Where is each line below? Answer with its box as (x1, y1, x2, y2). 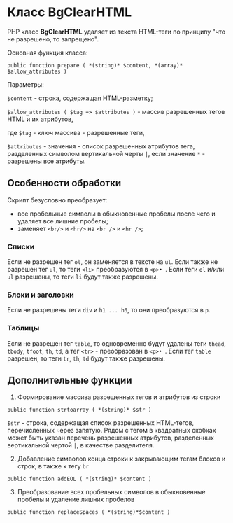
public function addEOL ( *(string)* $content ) (7, 475, 152, 483)
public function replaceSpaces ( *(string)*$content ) (7, 509, 171, 516)
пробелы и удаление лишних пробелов (17, 495, 135, 504)
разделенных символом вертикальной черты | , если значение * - (7, 149, 205, 158)
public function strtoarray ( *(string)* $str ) (7, 407, 152, 414)
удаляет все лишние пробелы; (17, 216, 108, 225)
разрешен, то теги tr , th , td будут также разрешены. (7, 354, 166, 363)
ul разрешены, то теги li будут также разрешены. (7, 272, 159, 281)
